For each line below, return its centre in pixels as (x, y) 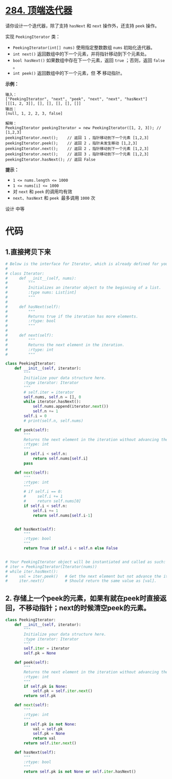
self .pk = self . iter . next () (63, 691)
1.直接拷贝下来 (28, 252)
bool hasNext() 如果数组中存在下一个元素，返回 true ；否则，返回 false (89, 60)
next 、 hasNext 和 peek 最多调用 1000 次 (54, 198)
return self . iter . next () (50, 743)
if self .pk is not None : (50, 724)
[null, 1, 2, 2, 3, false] (34, 113)
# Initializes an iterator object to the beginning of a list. (83, 288)
